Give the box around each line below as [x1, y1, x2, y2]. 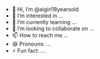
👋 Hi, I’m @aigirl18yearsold [12, 6, 79, 13]
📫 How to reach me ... [12, 32, 68, 39]
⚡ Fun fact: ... [12, 47, 45, 54]
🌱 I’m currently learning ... [12, 19, 77, 25]
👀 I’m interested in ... [12, 12, 64, 19]
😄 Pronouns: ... [12, 40, 52, 48]
